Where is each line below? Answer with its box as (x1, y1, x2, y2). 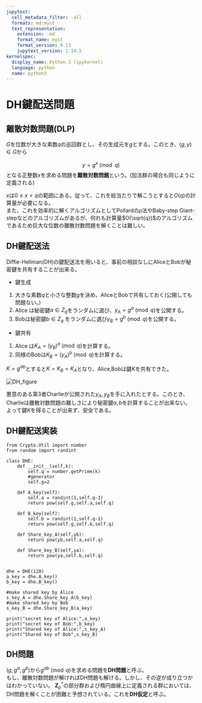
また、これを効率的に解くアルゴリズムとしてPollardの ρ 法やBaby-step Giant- (6, 207, 195, 214)
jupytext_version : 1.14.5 (17, 48, 82, 54)
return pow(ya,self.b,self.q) (28, 552, 103, 559)
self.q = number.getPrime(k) (28, 468, 101, 475)
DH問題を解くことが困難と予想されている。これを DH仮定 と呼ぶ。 (6, 690, 170, 698)
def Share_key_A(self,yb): (17, 531, 85, 538)
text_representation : (11, 25, 66, 32)
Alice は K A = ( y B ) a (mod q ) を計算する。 (14, 341, 114, 351)
